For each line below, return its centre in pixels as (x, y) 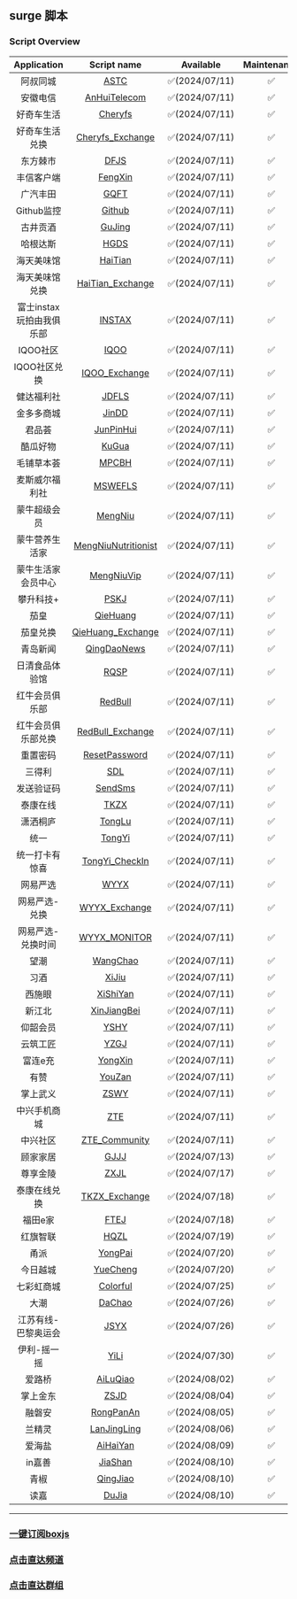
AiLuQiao (116, 1379)
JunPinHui (115, 429)
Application (38, 65)
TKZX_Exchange (115, 1196)
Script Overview (45, 42)
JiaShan (115, 1462)
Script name (115, 65)
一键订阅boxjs (39, 1533)
